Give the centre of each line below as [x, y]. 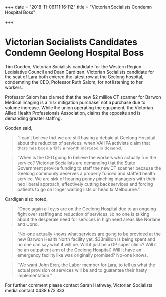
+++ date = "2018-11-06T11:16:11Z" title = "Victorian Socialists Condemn [79, 7]
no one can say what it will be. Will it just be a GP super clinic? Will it [87, 244]
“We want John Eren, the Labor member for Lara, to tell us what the [86, 265]
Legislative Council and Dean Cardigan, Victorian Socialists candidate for [80, 72]
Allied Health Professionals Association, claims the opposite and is [73, 113]
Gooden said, [19, 128]
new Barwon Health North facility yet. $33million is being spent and [86, 239]
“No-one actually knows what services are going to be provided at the [89, 234]
